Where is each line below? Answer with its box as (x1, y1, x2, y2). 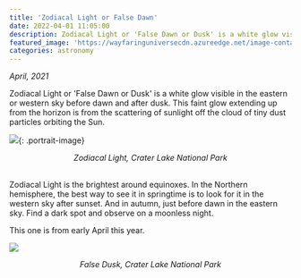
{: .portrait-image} (18, 135, 85, 146)
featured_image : (9, 38, 70, 47)
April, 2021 (9, 71, 49, 81)
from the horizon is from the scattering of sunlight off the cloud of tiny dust (9, 107, 287, 118)
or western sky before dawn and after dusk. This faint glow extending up (9, 97, 278, 108)
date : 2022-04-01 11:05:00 (9, 21, 110, 30)
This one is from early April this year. (9, 225, 145, 236)
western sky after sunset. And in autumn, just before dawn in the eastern (9, 198, 279, 209)
